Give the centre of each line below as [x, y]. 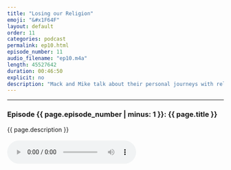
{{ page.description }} [38, 129]
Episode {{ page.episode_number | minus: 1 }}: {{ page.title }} [112, 114]
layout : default [30, 26]
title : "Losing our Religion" [51, 13]
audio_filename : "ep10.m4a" [47, 59]
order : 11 [21, 33]
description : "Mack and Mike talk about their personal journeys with [110, 84]
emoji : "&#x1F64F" [33, 20]
